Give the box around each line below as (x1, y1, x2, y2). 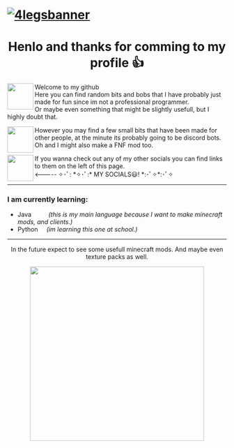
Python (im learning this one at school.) (17, 225, 138, 234)
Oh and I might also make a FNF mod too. (34, 141, 154, 149)
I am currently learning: (7, 195, 88, 204)
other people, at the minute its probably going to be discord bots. (34, 133, 221, 142)
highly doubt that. (7, 112, 58, 121)
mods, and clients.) (17, 218, 73, 226)
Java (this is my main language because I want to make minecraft (17, 210, 223, 219)
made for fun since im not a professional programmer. (34, 98, 189, 106)
